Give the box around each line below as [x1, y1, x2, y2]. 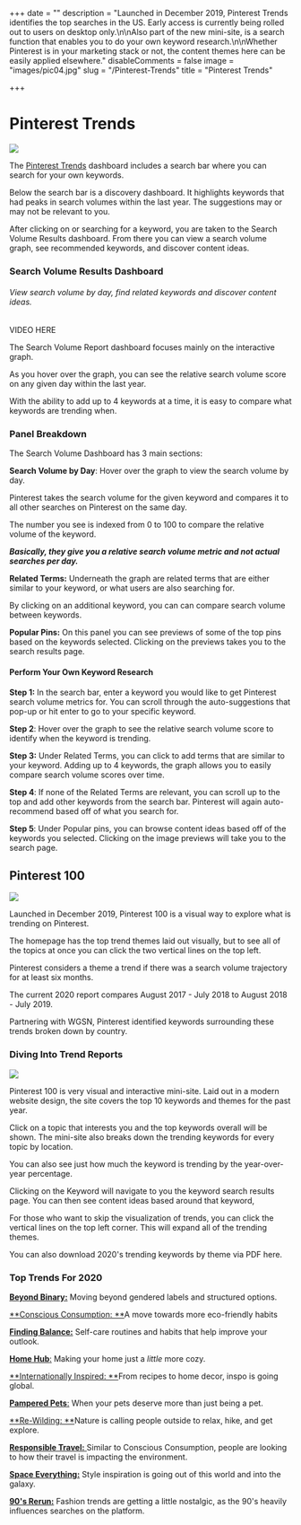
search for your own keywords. [9, 170, 125, 180]
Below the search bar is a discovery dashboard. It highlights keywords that [9, 187, 285, 197]
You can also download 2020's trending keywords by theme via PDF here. [9, 1249, 283, 1259]
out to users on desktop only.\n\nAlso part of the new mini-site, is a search [9, 27, 285, 37]
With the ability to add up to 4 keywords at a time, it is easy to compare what [9, 396, 292, 407]
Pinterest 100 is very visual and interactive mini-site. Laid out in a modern [9, 1085, 279, 1096]
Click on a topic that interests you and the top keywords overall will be [9, 1122, 268, 1133]
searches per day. [9, 556, 79, 566]
